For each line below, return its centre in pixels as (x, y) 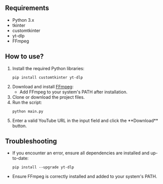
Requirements (27, 8)
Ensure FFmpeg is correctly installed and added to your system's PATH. (85, 177)
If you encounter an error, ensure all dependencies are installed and (81, 153)
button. (19, 126)
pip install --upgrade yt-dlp (43, 167)
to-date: (20, 158)
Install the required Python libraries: (48, 68)
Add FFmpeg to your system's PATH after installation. (73, 92)
